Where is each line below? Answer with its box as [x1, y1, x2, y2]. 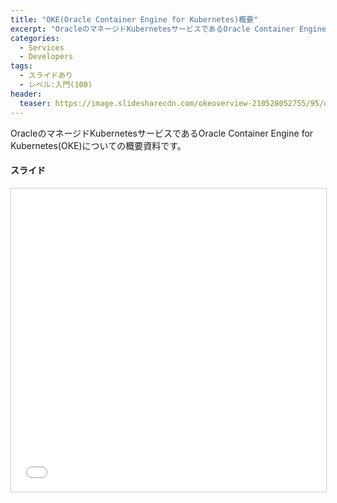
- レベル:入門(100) [19, 80, 93, 90]
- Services [19, 42, 65, 53]
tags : [10, 61, 33, 71]
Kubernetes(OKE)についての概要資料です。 [10, 139, 187, 151]
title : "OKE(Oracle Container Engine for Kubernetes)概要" [10, 14, 259, 25]
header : [10, 89, 43, 99]
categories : [10, 33, 60, 43]
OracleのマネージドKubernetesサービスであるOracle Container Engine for [10, 127, 314, 139]
